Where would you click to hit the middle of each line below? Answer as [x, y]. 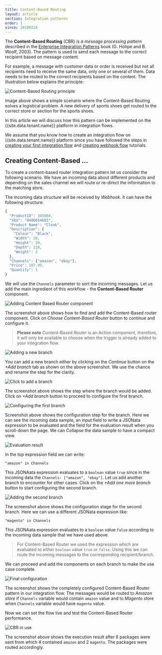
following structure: [24, 202]
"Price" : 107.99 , [27, 265]
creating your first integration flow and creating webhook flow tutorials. [76, 145]
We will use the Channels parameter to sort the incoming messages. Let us [79, 284]
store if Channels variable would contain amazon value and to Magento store [80, 599]
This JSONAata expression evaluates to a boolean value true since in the [77, 472]
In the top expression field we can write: [45, 454]
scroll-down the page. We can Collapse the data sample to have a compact [80, 431]
